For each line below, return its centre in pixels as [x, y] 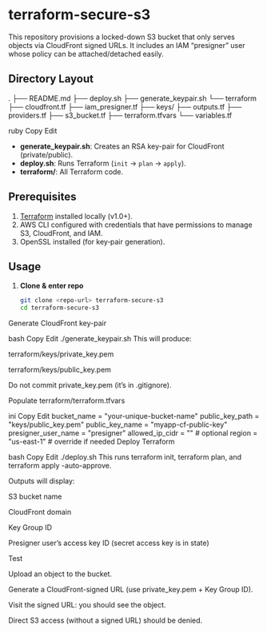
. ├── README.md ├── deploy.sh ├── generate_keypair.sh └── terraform [133, 98]
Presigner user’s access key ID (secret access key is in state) [109, 543]
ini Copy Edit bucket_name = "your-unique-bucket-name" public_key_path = [134, 416]
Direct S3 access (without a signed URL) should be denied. [106, 620]
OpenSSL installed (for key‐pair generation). [92, 241]
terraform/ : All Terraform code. [72, 171]
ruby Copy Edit [33, 130]
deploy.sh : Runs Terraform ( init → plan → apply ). [103, 163]
